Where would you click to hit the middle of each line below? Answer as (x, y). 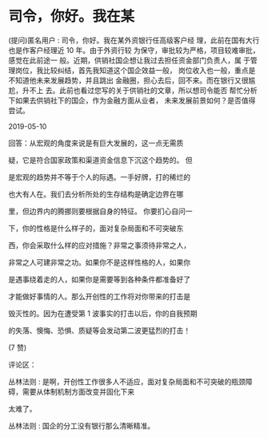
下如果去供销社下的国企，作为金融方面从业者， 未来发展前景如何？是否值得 (132, 100)
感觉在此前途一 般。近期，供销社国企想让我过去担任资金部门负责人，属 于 (129, 60)
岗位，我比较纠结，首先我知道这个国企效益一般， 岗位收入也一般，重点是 (135, 70)
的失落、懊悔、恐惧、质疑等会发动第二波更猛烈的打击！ (99, 331)
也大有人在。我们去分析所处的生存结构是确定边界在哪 (96, 194)
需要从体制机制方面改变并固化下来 (78, 391)
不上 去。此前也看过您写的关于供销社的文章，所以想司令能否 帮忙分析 (143, 90)
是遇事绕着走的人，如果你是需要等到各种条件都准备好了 (99, 279)
